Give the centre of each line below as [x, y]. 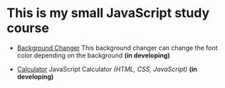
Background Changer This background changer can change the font [117, 48]
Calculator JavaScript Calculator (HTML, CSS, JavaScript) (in [107, 69]
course [28, 28]
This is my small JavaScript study [108, 13]
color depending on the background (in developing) [93, 55]
